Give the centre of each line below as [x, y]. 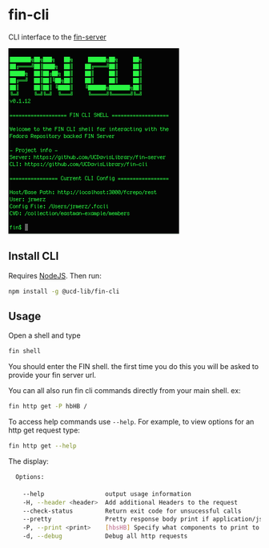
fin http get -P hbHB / [48, 407]
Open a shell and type [45, 335]
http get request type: [44, 430]
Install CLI [34, 256]
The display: [29, 461]
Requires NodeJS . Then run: [55, 275]
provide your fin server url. [52, 375]
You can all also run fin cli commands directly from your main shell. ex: [125, 391]
